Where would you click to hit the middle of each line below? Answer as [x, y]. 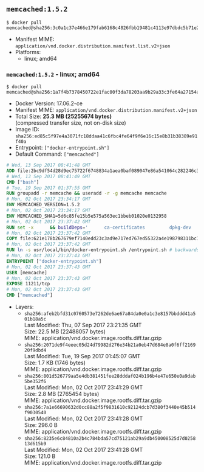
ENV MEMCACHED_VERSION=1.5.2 [43, 205]
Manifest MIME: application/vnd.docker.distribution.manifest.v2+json [106, 110]
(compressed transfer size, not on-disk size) [70, 123]
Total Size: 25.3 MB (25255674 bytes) [63, 116]
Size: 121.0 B [40, 456]
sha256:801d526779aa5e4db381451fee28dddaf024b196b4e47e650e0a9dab [110, 377]
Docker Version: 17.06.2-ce [49, 103]
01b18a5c [35, 319]
